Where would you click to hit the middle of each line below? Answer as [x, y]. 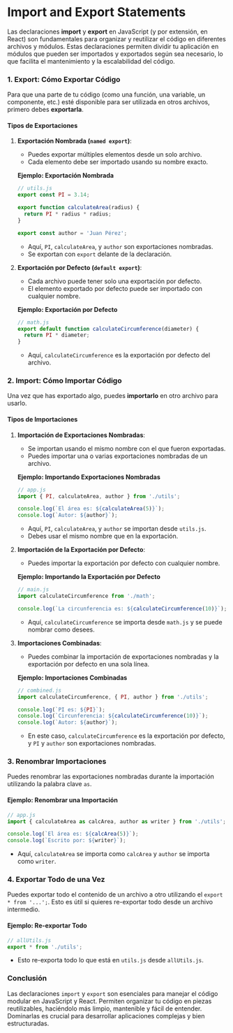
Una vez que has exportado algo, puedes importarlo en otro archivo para [113, 396]
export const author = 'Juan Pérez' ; [72, 233]
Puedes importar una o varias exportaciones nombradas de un [118, 456]
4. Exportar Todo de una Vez [56, 880]
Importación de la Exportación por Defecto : [81, 550]
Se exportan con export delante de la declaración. [100, 254]
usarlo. [17, 404]
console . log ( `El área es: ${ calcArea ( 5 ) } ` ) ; [73, 834]
